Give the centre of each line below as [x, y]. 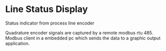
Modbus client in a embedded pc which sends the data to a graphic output [83, 38]
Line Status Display [47, 9]
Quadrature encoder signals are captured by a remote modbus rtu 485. [79, 32]
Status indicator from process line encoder [50, 23]
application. [17, 43]
